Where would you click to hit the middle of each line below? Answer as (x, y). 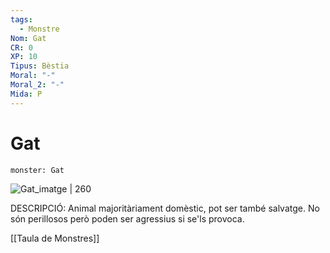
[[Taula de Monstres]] (55, 238)
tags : (21, 19)
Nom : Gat (28, 38)
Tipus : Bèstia (40, 66)
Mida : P (26, 94)
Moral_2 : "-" (37, 85)
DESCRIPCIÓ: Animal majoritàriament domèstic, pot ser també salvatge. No (165, 208)
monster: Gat (37, 170)
